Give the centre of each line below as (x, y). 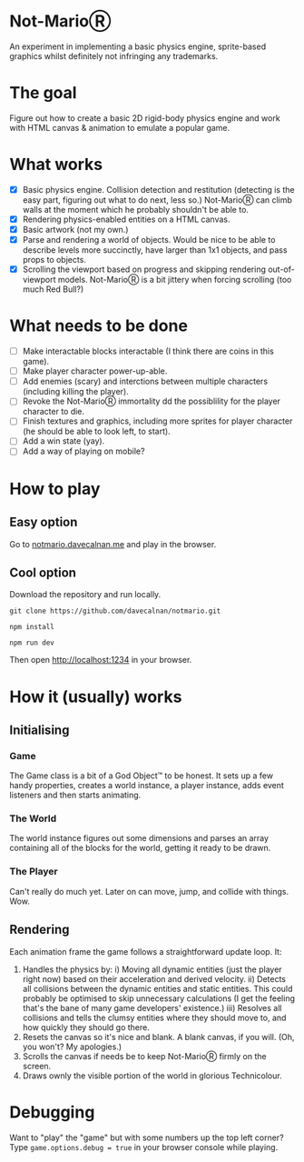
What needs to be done (99, 326)
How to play (55, 489)
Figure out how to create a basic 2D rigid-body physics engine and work (145, 118)
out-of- (281, 269)
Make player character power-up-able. (95, 371)
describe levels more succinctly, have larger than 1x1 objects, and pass (155, 250)
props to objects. (54, 260)
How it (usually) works (96, 696)
